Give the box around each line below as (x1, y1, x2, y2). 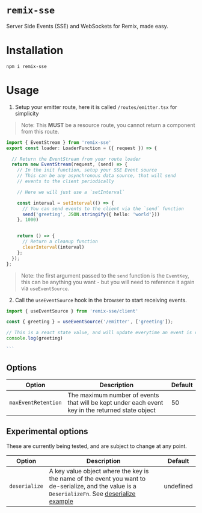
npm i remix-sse (6, 63, 47, 69)
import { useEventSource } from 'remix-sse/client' (6, 308, 138, 314)
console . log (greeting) (6, 335, 63, 341)
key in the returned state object (67, 406, 156, 414)
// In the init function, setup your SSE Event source (17, 167, 158, 173)
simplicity (14, 110, 39, 117)
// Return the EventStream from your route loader (11, 156, 141, 162)
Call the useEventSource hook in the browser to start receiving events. (14, 296, 188, 303)
